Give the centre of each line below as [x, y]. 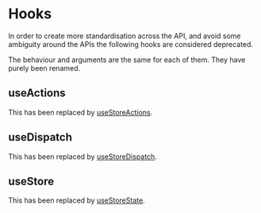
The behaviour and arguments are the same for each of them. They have [127, 60]
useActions [37, 93]
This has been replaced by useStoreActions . [81, 112]
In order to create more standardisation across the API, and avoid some [125, 36]
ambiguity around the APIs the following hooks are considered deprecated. [131, 44]
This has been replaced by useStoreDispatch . [83, 157]
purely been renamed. [44, 68]
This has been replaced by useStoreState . [77, 200]
